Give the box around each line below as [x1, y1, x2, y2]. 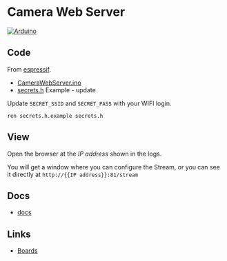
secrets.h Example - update [17, 85, 97, 94]
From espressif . [7, 65, 52, 73]
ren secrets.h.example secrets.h [7, 112, 103, 119]
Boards [17, 247, 38, 255]
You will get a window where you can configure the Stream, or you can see [7, 163, 221, 171]
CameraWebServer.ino [17, 79, 81, 87]
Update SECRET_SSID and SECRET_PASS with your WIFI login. [7, 99, 172, 107]
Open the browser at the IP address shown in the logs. [7, 149, 162, 158]
